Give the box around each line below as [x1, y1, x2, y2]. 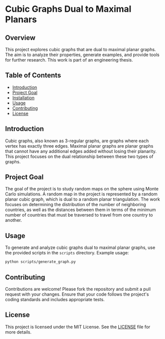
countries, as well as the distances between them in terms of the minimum [5, 207, 156, 213]
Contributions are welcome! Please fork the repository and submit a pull [5, 286, 151, 292]
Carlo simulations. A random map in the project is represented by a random [5, 191, 158, 197]
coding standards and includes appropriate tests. [5, 296, 105, 302]
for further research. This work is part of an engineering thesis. [5, 57, 133, 62]
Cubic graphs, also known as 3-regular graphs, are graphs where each [5, 138, 149, 144]
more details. [5, 329, 32, 335]
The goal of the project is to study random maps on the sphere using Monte [5, 186, 159, 192]
